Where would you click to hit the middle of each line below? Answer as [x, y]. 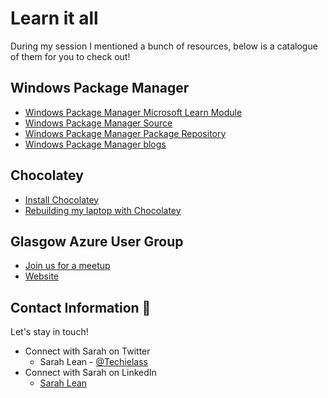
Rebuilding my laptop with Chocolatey [103, 210]
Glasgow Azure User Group [97, 241]
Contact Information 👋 [81, 307]
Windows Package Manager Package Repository [125, 133]
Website [42, 276]
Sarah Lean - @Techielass [93, 362]
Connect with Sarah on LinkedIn [90, 373]
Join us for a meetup [67, 266]
